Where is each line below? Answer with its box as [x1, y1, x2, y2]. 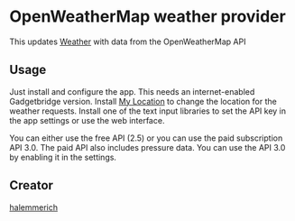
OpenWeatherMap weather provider [9, 6, 286, 27]
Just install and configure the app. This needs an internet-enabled [9, 86, 255, 97]
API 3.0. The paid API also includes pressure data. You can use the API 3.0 [9, 142, 286, 152]
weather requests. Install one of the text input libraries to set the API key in [9, 106, 287, 116]
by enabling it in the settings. [9, 152, 117, 162]
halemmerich [9, 201, 59, 213]
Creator [9, 178, 54, 193]
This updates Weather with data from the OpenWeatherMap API [9, 36, 246, 47]
